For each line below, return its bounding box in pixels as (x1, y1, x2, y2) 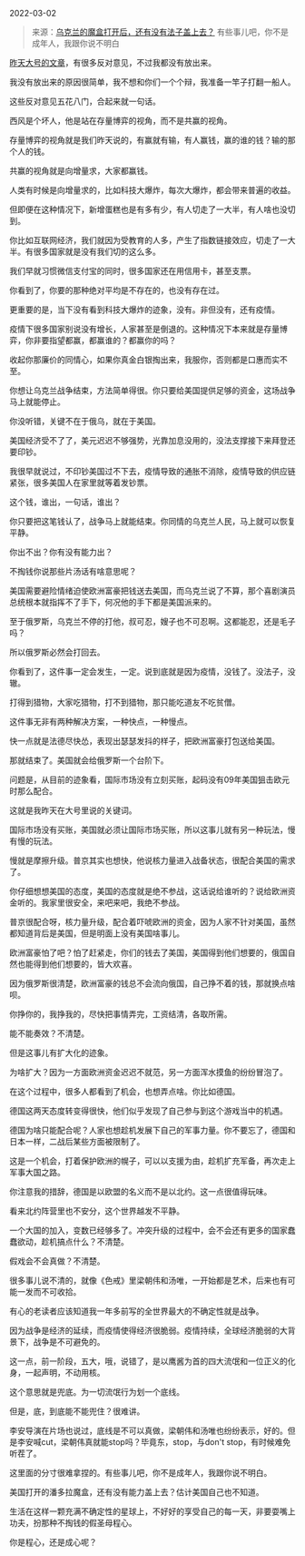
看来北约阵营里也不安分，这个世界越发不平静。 (9, 1205, 184, 1216)
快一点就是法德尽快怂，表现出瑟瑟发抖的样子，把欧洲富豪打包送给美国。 (9, 736, 280, 746)
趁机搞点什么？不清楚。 (40, 1236, 129, 1246)
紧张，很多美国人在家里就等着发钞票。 (9, 477, 152, 488)
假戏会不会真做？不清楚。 (9, 1256, 105, 1266)
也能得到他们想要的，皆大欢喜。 (16, 959, 137, 969)
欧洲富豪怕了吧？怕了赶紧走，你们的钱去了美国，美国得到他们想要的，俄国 (9, 947, 288, 958)
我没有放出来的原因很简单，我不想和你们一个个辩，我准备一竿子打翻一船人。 (9, 76, 296, 87)
